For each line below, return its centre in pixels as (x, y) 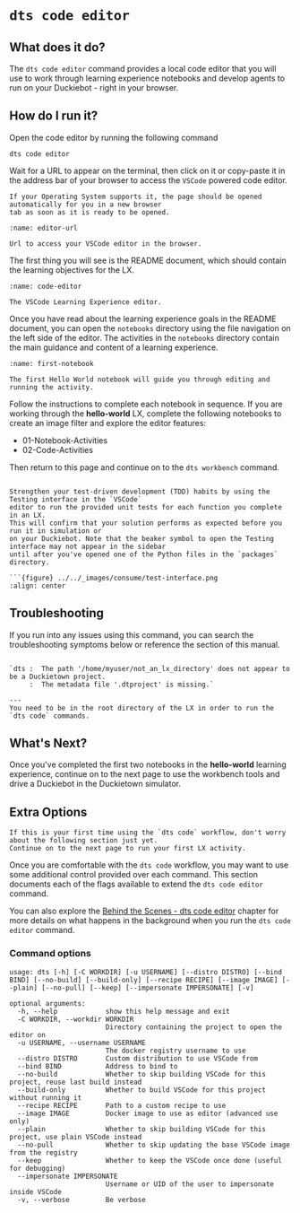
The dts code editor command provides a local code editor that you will (143, 69)
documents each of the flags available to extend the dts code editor (137, 884)
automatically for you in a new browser (86, 205)
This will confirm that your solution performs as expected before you (146, 523)
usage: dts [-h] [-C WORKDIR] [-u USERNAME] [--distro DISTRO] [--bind (146, 972)
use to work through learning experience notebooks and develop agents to (147, 78)
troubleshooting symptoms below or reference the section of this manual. (145, 644)
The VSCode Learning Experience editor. (86, 302)
